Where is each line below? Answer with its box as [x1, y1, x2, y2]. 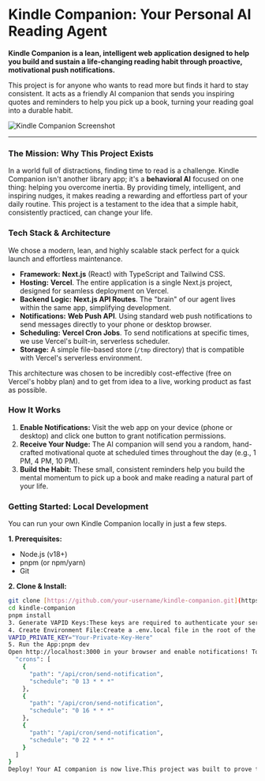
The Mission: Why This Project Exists [8, 148, 154, 159]
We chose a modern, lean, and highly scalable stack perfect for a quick [8, 245, 240, 255]
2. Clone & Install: [8, 581, 67, 591]
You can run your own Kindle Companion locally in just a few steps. [8, 519, 227, 529]
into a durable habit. [8, 105, 73, 115]
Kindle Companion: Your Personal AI [8, 6, 252, 24]
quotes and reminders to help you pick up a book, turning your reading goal [8, 97, 254, 106]
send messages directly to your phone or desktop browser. [19, 319, 212, 329]
